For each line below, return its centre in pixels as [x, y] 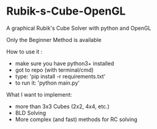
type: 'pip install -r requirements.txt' [60, 76]
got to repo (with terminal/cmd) [54, 70]
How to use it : [24, 51]
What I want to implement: [39, 94]
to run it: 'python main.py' [47, 83]
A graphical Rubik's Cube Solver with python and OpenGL [79, 28]
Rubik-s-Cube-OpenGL [66, 11]
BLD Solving [30, 113]
